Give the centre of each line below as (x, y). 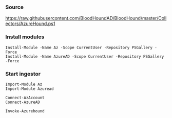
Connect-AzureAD (23, 102)
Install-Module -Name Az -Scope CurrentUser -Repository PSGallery (79, 48)
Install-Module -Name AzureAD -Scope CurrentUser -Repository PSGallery (85, 56)
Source (15, 7)
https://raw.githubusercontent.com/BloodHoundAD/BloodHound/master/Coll (86, 18)
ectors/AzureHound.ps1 (30, 23)
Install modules (25, 37)
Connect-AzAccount (25, 98)
